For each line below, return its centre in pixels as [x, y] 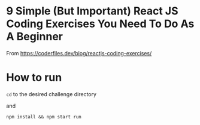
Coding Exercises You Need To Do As [100, 24]
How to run [34, 78]
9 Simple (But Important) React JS [92, 11]
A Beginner [34, 37]
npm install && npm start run [44, 117]
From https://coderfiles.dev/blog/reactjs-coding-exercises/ [79, 53]
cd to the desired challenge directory [51, 94]
